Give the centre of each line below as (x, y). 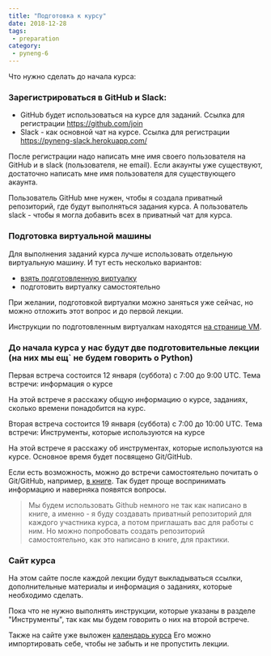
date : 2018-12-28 (38, 23)
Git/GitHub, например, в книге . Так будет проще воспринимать (117, 480)
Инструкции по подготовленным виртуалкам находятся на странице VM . (135, 326)
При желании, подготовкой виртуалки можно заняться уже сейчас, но (131, 302)
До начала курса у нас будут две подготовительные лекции (134, 347)
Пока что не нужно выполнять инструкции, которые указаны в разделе (132, 611)
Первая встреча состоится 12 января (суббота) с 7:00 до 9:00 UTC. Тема (135, 375)
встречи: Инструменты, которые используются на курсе (107, 432)
